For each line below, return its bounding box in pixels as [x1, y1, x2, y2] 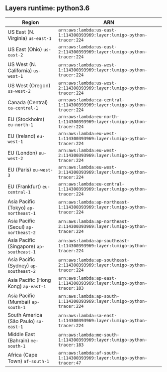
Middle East [7, 331, 35, 338]
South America [7, 311, 43, 318]
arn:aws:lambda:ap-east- [58, 275, 117, 281]
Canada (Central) [7, 99, 48, 106]
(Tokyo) [7, 204, 26, 211]
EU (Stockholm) [7, 116, 45, 123]
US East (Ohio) [7, 46, 42, 53]
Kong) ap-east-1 [7, 283, 46, 290]
